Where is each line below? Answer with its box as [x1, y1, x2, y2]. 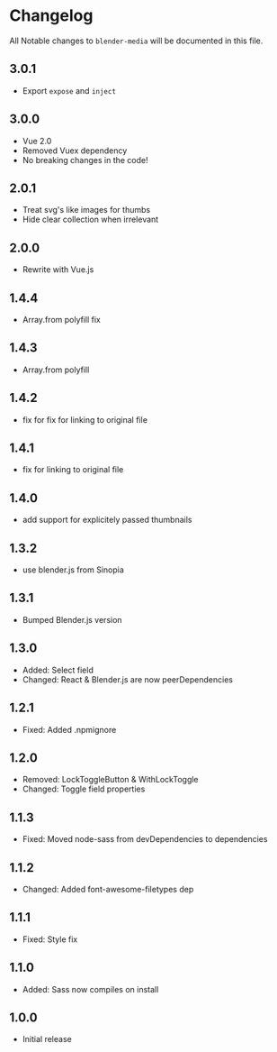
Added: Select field [22, 664, 94, 675]
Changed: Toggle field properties [22, 783, 146, 794]
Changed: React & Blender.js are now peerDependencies [22, 673, 234, 685]
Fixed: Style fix [22, 934, 78, 945]
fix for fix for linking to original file [22, 414, 148, 425]
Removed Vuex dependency [22, 145, 128, 156]
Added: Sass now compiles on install [22, 983, 159, 994]
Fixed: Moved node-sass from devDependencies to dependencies [22, 834, 268, 845]
